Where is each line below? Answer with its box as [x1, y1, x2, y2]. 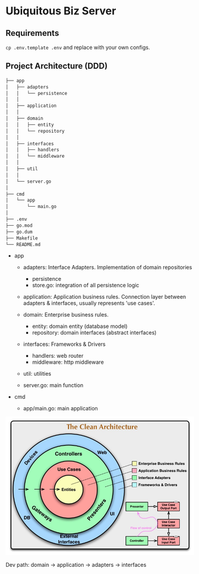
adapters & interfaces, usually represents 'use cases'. [23, 300, 155, 307]
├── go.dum [5, 229, 33, 235]
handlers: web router [32, 352, 84, 360]
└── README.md [5, 241, 41, 247]
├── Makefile [5, 235, 38, 241]
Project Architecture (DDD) [5, 61, 108, 71]
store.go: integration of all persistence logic [32, 282, 140, 289]
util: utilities [23, 370, 51, 377]
